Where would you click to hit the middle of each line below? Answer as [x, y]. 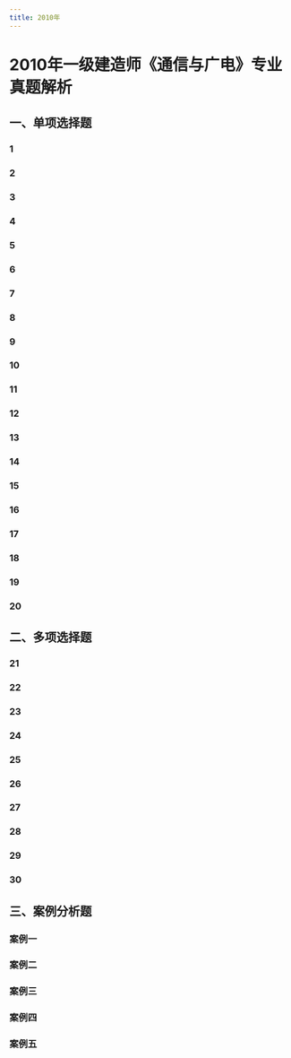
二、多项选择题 [51, 637]
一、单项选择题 [51, 123]
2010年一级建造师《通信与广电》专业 [146, 65]
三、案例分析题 [51, 911]
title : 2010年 [35, 17]
